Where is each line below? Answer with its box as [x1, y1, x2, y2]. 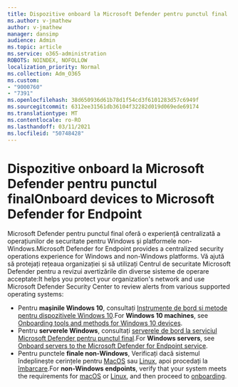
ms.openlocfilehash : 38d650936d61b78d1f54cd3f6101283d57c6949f [7, 97, 200, 104]
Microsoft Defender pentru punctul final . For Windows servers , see [17, 334, 215, 343]
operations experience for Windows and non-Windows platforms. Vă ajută [7, 252, 224, 261]
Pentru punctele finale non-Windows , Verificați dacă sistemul [17, 349, 200, 358]
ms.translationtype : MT [7, 110, 78, 117]
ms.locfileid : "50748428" [7, 130, 84, 137]
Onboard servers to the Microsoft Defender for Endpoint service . [17, 341, 208, 350]
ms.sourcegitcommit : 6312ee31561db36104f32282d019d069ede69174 [7, 103, 200, 110]
